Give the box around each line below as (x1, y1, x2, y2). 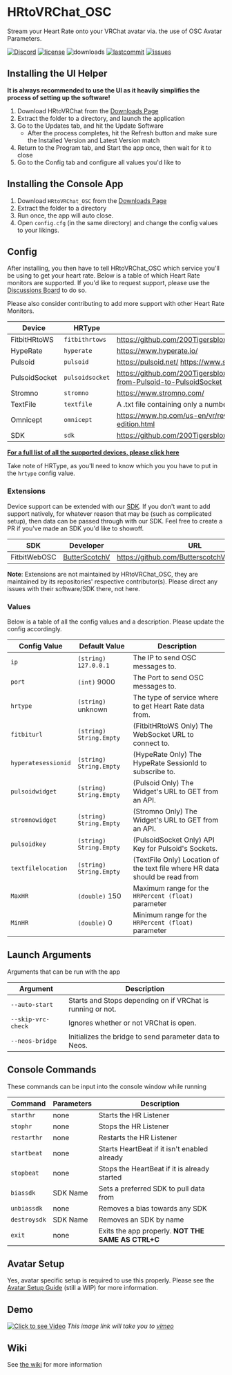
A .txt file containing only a (116, 400, 203, 410)
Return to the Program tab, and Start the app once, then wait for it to (17, 143, 212, 152)
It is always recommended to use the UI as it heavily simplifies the (7, 86, 200, 94)
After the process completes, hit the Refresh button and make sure (27, 128, 217, 137)
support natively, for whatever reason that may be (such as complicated (7, 509, 212, 518)
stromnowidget (10, 816, 57, 824)
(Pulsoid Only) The (133, 778, 194, 787)
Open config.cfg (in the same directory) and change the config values (17, 218, 218, 227)
